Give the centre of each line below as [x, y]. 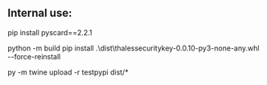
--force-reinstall [34, 56]
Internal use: [40, 13]
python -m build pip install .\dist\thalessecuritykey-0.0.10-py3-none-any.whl [133, 48]
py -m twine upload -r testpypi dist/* [68, 72]
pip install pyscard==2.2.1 [50, 32]
